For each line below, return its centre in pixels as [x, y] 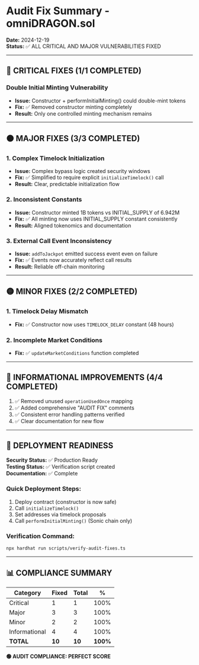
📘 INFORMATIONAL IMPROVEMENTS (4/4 [85, 378]
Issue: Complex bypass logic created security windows [82, 171]
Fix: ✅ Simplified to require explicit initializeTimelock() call [89, 178]
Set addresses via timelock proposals [60, 514]
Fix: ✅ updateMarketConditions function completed [77, 353]
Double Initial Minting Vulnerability [57, 88]
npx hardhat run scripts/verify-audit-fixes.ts [66, 549]
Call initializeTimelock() [46, 508]
